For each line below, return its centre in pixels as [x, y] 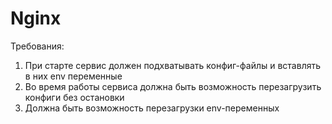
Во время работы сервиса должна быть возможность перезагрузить [173, 86]
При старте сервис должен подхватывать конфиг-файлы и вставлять [173, 65]
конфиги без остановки [74, 97]
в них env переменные [73, 76]
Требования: [37, 46]
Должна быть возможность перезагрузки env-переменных [152, 108]
